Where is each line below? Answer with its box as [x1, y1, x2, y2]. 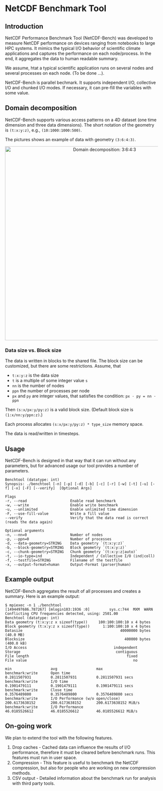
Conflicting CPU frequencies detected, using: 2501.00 [5, 611, 118, 616]
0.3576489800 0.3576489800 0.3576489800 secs [5, 692, 133, 696]
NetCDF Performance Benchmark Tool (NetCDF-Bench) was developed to [5, 35, 153, 41]
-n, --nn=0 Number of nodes [5, 532, 103, 537]
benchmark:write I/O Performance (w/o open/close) [5, 696, 120, 701]
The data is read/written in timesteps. [5, 431, 80, 436]
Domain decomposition [5, 104, 77, 112]
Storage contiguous [5, 649, 138, 654]
